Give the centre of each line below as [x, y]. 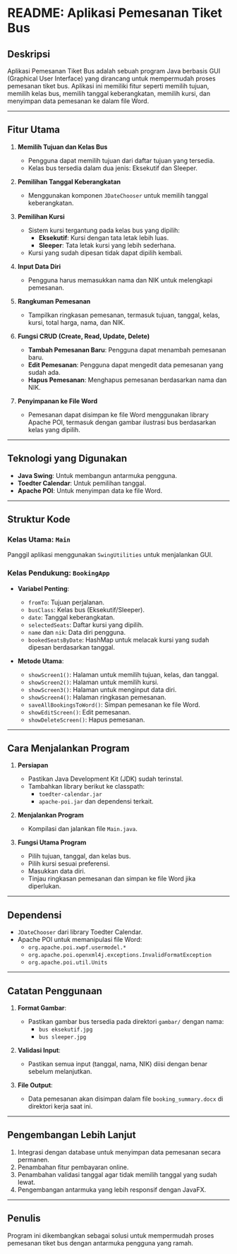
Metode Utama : [41, 661]
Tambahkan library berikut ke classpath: [86, 787]
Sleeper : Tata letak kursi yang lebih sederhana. [107, 245]
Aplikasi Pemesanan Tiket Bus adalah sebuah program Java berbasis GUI [114, 71]
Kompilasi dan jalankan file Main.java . [83, 829]
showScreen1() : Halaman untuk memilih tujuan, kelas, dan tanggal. [123, 674]
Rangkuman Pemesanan [54, 301]
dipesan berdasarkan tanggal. [71, 647]
